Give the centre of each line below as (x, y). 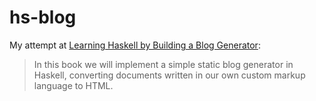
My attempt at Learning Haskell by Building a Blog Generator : (135, 45)
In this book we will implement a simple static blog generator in (163, 64)
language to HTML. (73, 85)
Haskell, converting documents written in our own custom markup (169, 75)
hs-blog (43, 17)
